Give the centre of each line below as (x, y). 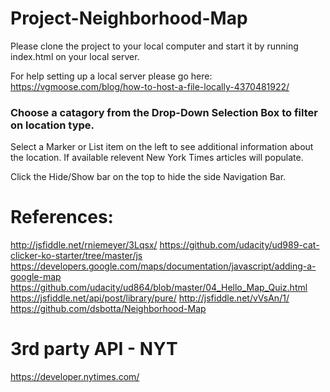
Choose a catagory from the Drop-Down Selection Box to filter (164, 112)
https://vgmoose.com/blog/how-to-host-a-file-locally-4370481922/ (150, 86)
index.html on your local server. (75, 56)
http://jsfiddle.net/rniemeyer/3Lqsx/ (84, 245)
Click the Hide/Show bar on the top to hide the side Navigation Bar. (148, 177)
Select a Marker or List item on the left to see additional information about (162, 147)
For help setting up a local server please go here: (111, 76)
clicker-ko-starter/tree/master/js (76, 256)
